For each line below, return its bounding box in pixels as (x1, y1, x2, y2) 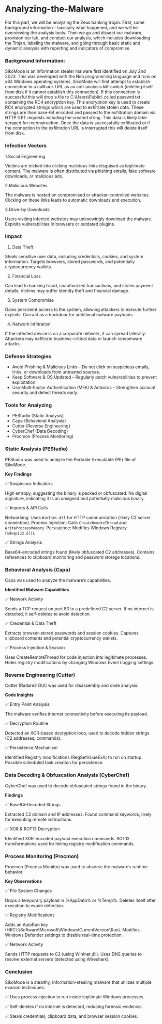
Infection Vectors (5, 142, 47, 149)
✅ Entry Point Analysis (5, 701, 50, 707)
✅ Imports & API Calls (5, 504, 48, 510)
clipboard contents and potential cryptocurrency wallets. (5, 635, 118, 641)
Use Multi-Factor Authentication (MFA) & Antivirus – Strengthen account (12, 385, 156, 390)
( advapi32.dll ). (5, 530, 36, 536)
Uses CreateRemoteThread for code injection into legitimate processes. (5, 654, 147, 660)
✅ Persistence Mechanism (5, 745, 58, 750)
